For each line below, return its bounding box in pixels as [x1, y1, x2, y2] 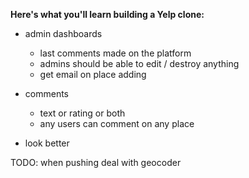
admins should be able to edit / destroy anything [39, 58, 240, 69]
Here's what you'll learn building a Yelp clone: [10, 9, 205, 20]
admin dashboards [24, 28, 103, 39]
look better [24, 137, 70, 149]
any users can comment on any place [39, 118, 195, 129]
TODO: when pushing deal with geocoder [10, 157, 182, 168]
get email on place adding [39, 69, 147, 80]
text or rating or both [39, 107, 126, 119]
